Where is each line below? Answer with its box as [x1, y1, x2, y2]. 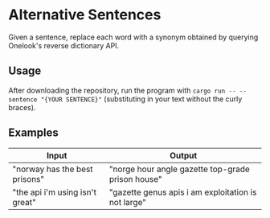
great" [12, 196, 36, 208]
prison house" [108, 173, 162, 184]
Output [170, 150, 198, 161]
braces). [8, 102, 36, 112]
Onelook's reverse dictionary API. [8, 40, 120, 50]
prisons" [12, 173, 45, 184]
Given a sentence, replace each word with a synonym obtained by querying [8, 32, 259, 42]
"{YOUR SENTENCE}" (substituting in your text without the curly [40, 94, 243, 104]
